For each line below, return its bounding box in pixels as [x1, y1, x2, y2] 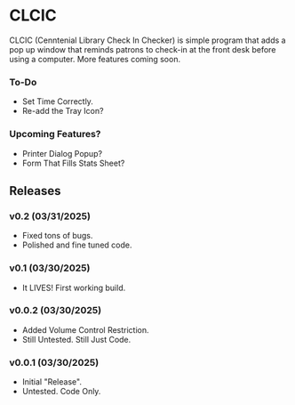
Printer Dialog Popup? [21, 148, 103, 158]
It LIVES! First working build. [21, 282, 126, 293]
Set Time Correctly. [21, 96, 93, 107]
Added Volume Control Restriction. [21, 324, 149, 335]
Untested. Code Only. [21, 386, 101, 397]
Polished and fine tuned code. [21, 239, 132, 250]
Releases [9, 183, 61, 198]
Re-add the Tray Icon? [21, 106, 104, 117]
